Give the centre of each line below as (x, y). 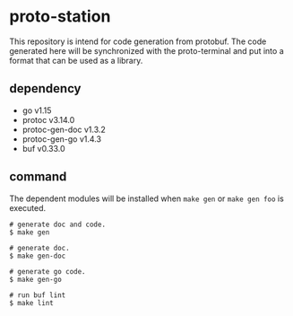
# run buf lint (38, 295)
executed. (28, 207)
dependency (46, 88)
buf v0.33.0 (43, 148)
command (38, 177)
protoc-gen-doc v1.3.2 (64, 129)
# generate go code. (48, 271)
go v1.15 (37, 110)
